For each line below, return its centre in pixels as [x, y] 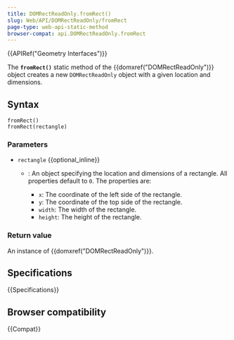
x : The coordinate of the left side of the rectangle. [110, 195]
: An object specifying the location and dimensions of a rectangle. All [128, 174]
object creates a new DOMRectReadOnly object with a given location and [109, 75]
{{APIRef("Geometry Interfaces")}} [57, 54]
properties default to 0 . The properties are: [90, 181]
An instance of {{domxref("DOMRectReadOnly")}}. [80, 250]
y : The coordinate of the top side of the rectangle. [110, 202]
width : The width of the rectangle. [87, 210]
